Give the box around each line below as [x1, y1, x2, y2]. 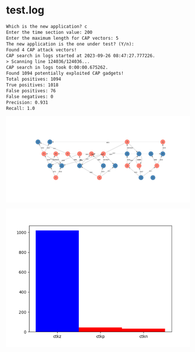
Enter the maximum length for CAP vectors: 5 [6, 35, 119, 41]
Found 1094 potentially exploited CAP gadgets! [6, 70, 124, 76]
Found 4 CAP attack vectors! [6, 47, 77, 53]
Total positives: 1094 [6, 76, 61, 82]
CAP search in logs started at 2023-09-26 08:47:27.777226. [6, 53, 156, 58]
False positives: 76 [6, 88, 57, 94]
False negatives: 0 [6, 94, 54, 99]
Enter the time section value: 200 [6, 29, 93, 35]
